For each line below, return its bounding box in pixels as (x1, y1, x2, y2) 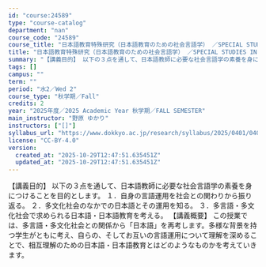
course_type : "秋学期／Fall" (8, 92, 100, 100)
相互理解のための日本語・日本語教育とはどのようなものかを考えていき (28, 240, 257, 250)
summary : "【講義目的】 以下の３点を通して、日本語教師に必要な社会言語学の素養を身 (8, 56, 253, 64)
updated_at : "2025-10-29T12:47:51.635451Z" (15, 159, 161, 167)
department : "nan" (8, 26, 69, 34)
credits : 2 (8, 100, 44, 107)
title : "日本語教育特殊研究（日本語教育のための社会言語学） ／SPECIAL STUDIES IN (8, 48, 257, 56)
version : (8, 144, 37, 152)
